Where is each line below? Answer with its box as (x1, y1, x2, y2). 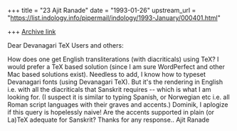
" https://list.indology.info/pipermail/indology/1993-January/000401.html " (7, 14, 221, 22)
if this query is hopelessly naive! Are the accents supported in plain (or (7, 108, 215, 116)
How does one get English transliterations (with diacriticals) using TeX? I (7, 55, 219, 63)
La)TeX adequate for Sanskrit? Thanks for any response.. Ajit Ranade (7, 115, 210, 124)
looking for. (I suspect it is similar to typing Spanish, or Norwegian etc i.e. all (7, 93, 230, 101)
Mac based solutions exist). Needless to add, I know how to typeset (7, 70, 206, 78)
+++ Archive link (7, 28, 56, 36)
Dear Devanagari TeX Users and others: (7, 41, 124, 49)
